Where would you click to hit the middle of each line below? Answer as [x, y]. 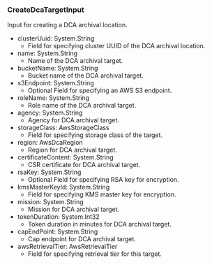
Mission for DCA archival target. [74, 209]
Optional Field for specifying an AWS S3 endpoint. [100, 91]
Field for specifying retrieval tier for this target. [95, 254]
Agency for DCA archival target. [74, 120]
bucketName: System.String [58, 69]
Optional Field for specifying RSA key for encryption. [103, 180]
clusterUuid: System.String [56, 38]
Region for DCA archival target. [72, 150]
